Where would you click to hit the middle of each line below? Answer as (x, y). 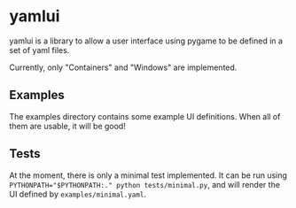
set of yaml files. (39, 50)
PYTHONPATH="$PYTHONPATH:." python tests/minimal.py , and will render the (145, 184)
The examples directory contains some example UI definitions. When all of (145, 116)
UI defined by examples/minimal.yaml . (78, 194)
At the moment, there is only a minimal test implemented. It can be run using (148, 175)
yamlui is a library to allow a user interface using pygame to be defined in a (146, 41)
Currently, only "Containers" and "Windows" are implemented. (123, 67)
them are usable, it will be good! (67, 126)
